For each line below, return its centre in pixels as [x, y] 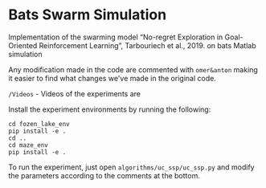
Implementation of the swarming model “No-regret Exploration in [116, 37]
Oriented [23, 45]
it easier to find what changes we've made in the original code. [113, 78]
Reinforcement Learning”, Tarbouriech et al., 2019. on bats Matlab [148, 45]
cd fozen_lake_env [39, 124]
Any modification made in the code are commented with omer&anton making [133, 69]
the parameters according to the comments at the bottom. [104, 175]
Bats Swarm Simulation [88, 15]
